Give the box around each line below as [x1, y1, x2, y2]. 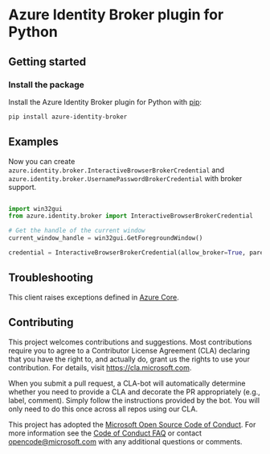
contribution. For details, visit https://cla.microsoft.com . [8, 362, 192, 372]
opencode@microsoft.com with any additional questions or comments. [8, 436, 243, 446]
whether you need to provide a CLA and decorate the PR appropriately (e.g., [8, 386, 261, 396]
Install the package [8, 79, 84, 90]
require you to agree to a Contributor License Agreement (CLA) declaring [8, 345, 251, 355]
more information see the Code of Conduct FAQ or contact [8, 428, 202, 438]
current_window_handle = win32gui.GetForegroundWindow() [8, 234, 203, 242]
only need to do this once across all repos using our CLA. [8, 404, 198, 414]
